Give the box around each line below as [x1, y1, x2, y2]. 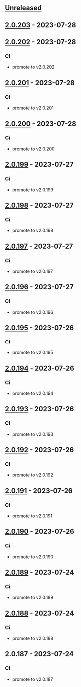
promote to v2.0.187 [12, 676, 53, 682]
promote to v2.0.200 [12, 146, 55, 152]
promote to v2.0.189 [12, 594, 54, 601]
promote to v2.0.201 [12, 105, 54, 111]
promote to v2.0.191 [12, 513, 53, 519]
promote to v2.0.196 [12, 309, 54, 315]
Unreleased [5, 4, 42, 12]
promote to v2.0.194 [12, 390, 54, 396]
